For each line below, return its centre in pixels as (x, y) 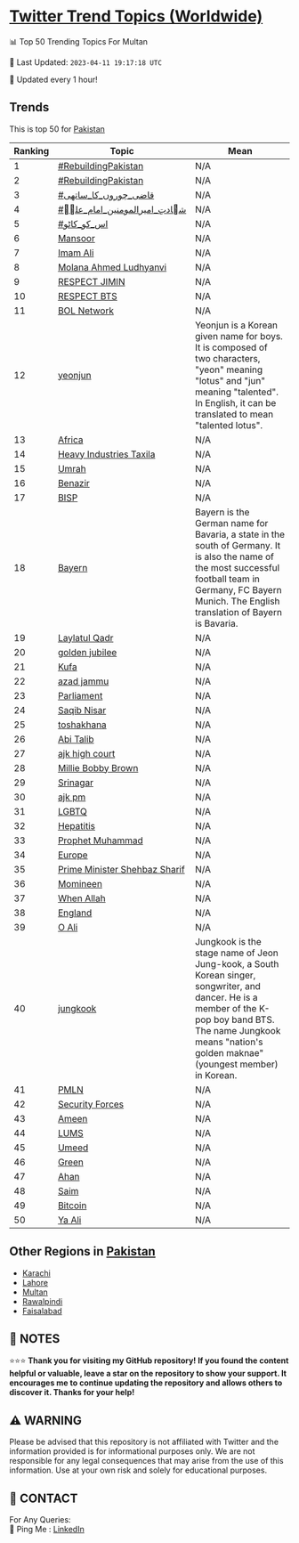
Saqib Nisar (82, 710)
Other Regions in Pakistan (82, 1251)
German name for (231, 523)
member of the (226, 1008)
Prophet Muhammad (101, 841)
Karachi (36, 1273)
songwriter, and (227, 986)
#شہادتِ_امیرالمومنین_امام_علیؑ (122, 209)
